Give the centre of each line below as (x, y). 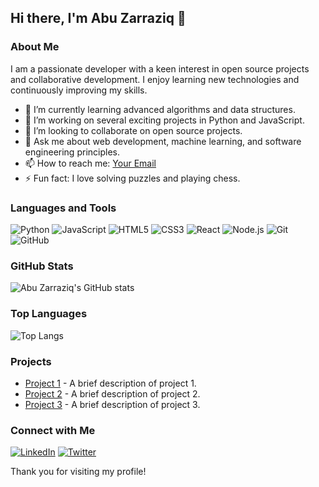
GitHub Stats (42, 266)
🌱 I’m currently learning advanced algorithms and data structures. (160, 109)
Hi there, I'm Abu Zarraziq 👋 (98, 18)
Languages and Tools (63, 208)
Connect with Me (53, 430)
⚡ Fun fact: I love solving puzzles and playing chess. (132, 178)
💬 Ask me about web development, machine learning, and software (163, 141)
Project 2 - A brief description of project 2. (112, 393)
